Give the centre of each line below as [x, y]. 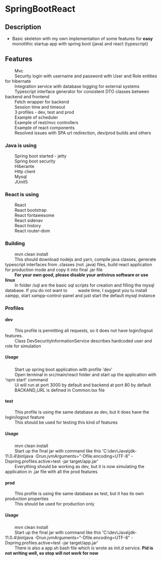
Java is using [21, 145]
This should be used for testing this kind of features [66, 422]
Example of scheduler [36, 117]
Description [23, 27]
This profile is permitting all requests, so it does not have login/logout [84, 330]
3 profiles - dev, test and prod [44, 112]
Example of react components [45, 127]
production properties [27, 499]
